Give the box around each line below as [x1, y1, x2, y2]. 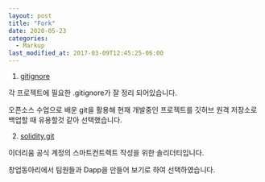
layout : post [8, 11, 52, 20]
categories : [8, 34, 48, 43]
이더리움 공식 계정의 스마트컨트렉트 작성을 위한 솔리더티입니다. [8, 148, 205, 157]
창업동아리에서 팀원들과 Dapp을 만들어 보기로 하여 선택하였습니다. [8, 165, 216, 174]
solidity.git [19, 131, 55, 141]
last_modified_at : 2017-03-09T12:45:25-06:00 [8, 49, 164, 57]
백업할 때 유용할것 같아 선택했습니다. [8, 115, 122, 125]
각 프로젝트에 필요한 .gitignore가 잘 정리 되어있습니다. [8, 88, 177, 97]
